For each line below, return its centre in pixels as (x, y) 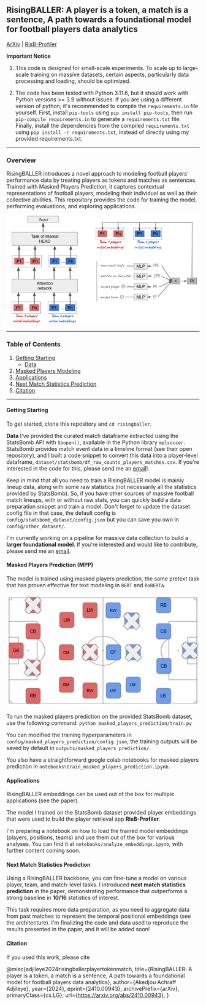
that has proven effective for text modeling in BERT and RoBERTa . (86, 585)
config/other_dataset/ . (36, 526)
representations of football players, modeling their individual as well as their (102, 194)
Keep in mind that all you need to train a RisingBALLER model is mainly (95, 480)
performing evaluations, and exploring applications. (71, 206)
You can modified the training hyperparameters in (69, 735)
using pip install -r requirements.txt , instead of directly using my (102, 132)
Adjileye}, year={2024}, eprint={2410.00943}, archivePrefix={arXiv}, (93, 988)
